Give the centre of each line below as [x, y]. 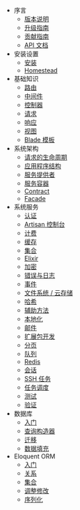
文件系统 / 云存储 [48, 293]
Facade [35, 198]
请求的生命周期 [46, 157]
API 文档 [36, 45]
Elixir [31, 258]
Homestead [41, 70]
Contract [37, 191]
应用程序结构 [42, 166]
